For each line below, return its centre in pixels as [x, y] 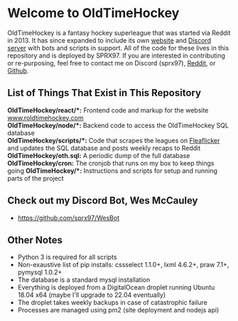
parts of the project [36, 178]
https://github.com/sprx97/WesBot [68, 218]
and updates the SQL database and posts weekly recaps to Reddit [104, 148]
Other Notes [35, 240]
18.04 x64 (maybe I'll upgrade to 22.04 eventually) [91, 295]
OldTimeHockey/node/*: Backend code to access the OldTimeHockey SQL [118, 125]
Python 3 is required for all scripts [67, 257]
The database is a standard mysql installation [84, 280]
